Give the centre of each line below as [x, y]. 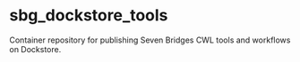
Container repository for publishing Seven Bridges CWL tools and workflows [150, 40]
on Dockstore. [35, 49]
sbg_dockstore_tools [89, 15]
